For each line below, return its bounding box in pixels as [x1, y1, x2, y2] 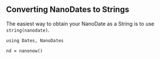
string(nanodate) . [6, 26, 50, 33]
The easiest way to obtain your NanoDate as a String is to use [6, 20, 155, 27]
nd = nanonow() [6, 48, 43, 54]
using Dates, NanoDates [6, 37, 64, 43]
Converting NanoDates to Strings [6, 5, 130, 15]
